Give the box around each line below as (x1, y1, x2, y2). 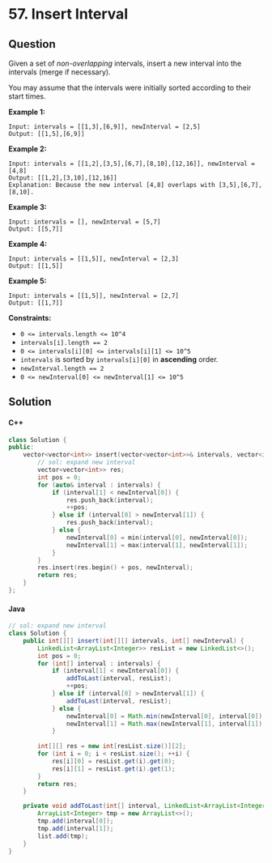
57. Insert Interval (8, 5, 128, 23)
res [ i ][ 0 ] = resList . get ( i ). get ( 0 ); (51, 757, 176, 765)
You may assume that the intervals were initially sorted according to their (8, 83, 252, 92)
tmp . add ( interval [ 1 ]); (37, 824, 114, 832)
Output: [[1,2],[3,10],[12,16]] (8, 174, 117, 182)
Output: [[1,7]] (8, 299, 63, 307)
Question (8, 37, 56, 51)
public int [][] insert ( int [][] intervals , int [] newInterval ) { (23, 636, 244, 644)
